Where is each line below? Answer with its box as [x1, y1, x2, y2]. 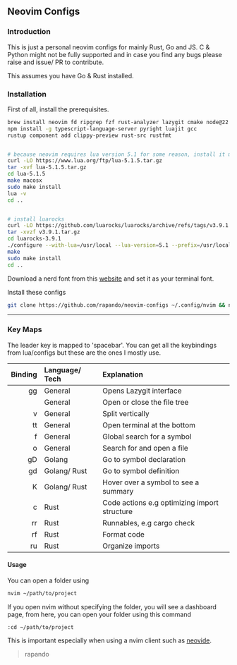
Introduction [7, 27, 51, 37]
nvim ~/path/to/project [7, 590, 78, 597]
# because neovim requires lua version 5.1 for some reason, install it [7, 151, 226, 158]
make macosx [7, 177, 42, 184]
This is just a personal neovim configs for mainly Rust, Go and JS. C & [7, 42, 210, 51]
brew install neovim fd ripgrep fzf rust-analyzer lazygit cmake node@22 [7, 118, 229, 126]
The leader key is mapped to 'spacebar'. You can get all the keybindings [7, 341, 217, 349]
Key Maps [7, 324, 42, 334]
